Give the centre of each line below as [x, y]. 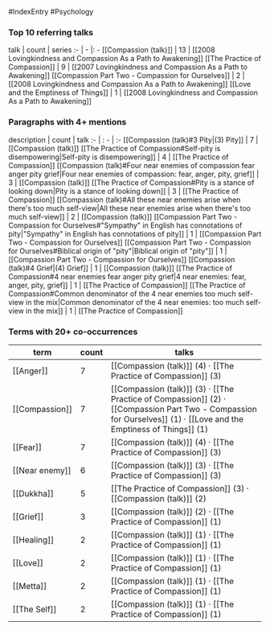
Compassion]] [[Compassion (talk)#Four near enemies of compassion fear [132, 165]
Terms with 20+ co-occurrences [73, 331]
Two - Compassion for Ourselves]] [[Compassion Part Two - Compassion [130, 242]
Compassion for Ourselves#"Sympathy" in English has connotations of [125, 225]
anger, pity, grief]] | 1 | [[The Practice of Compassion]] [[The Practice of [127, 285]
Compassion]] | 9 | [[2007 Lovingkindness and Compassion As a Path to [128, 67]
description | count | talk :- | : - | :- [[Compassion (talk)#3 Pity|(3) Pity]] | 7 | [133, 139]
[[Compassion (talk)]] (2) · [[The [173, 512]
